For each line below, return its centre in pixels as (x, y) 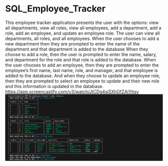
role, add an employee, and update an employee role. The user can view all (82, 33)
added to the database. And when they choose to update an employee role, (83, 75)
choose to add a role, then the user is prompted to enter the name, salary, (81, 54)
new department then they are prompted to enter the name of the (72, 43)
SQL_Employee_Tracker (55, 9)
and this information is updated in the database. (54, 86)
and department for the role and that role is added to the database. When (80, 59)
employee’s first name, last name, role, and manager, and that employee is (81, 70)
